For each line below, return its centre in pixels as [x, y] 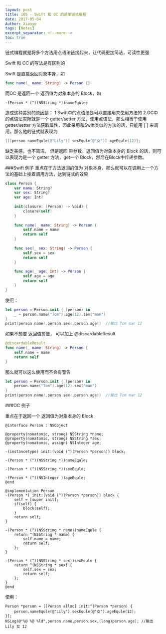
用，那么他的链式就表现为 [31, 131]
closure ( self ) [38, 211]
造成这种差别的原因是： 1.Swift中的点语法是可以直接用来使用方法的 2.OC [80, 112]
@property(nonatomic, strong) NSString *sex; [53, 438]
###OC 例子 [18, 405]
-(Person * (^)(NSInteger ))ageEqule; [45, 478]
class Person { [21, 183]
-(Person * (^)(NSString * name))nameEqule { [53, 530]
